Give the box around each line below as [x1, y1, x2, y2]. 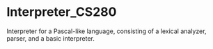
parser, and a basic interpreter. [6, 34, 95, 42]
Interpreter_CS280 [6, 4, 117, 20]
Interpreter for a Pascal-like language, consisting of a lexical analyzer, [6, 27, 207, 35]
